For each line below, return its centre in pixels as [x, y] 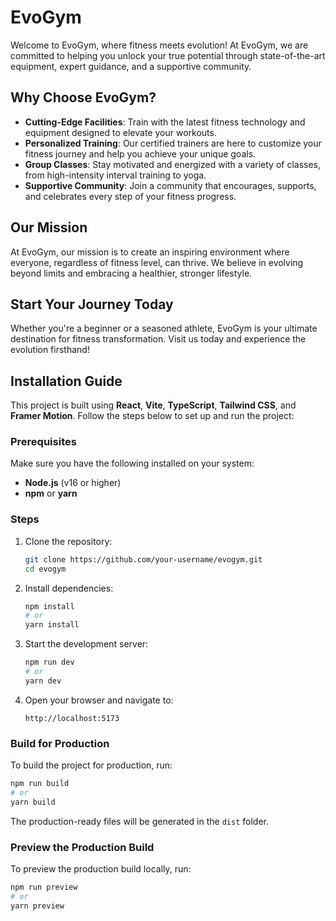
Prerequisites [43, 442]
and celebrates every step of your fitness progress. [130, 196]
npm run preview [44, 887]
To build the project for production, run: [91, 765]
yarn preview [37, 906]
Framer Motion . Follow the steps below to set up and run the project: [152, 416]
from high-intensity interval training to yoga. [115, 175]
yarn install [52, 625]
